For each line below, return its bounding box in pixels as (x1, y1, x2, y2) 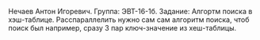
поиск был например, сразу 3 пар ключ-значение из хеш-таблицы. (8, 24, 236, 32)
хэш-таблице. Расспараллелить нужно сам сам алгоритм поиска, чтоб (8, 15, 250, 24)
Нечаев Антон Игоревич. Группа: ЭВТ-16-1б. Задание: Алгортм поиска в (8, 7, 253, 16)
